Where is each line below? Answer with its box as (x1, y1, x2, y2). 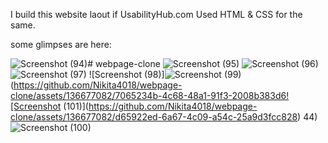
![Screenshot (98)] (88, 69, 165, 80)
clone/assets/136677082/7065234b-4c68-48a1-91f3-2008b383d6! (10, 90, 290, 101)
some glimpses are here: (10, 39, 112, 50)
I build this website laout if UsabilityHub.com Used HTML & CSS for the (10, 9, 303, 20)
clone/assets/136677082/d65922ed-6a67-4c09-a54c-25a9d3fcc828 (10, 111, 298, 123)
